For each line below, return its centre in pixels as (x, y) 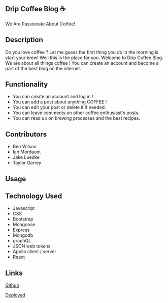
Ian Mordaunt (27, 152)
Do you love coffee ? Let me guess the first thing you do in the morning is (82, 52)
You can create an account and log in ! (53, 97)
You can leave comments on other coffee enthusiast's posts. (76, 113)
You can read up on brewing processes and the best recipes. (76, 118)
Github (12, 285)
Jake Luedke (26, 157)
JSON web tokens (31, 246)
